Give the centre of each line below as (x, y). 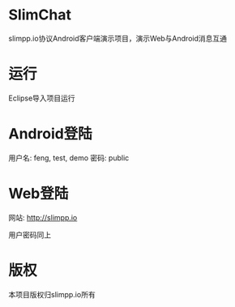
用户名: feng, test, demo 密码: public (69, 158)
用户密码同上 (30, 235)
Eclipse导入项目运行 (42, 98)
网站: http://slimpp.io (43, 217)
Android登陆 (51, 134)
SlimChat (40, 15)
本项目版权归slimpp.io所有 (52, 294)
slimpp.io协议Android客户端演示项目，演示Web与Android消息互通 (118, 38)
